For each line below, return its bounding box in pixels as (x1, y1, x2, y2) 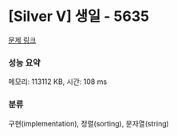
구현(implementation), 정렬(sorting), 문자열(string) (8, 118, 170, 128)
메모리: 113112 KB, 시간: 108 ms (8, 77, 108, 86)
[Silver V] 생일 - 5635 (8, 7, 150, 26)
